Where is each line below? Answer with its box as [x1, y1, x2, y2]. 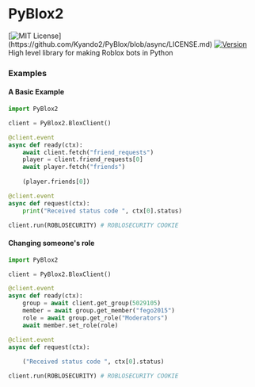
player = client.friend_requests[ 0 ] [22, 155, 144, 163]
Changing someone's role [8, 239, 95, 248]
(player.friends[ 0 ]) [22, 178, 90, 186]
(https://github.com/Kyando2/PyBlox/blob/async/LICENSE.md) [8, 39, 213, 48]
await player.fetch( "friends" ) [22, 163, 126, 171]
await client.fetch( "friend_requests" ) [22, 148, 154, 156]
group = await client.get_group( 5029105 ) [22, 299, 161, 308]
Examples [8, 67, 48, 79]
